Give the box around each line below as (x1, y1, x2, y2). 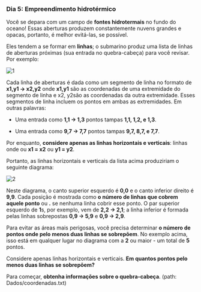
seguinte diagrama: (6, 164, 54, 171)
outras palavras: (6, 105, 46, 112)
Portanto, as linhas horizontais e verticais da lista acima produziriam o (6, 157, 179, 165)
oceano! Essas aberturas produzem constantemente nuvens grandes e (6, 25, 182, 32)
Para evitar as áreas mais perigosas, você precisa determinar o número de (6, 224, 191, 231)
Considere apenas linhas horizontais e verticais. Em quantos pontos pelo (6, 255, 188, 263)
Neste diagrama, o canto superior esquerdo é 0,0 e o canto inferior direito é (6, 187, 194, 194)
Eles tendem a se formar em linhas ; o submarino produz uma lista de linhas (6, 43, 193, 50)
